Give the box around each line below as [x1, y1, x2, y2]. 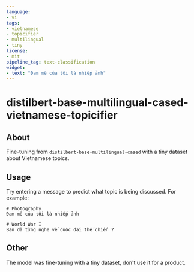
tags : [6, 20, 20, 26]
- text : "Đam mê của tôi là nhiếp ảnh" [6, 70, 106, 76]
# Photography [6, 206, 42, 212]
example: [6, 194, 29, 201]
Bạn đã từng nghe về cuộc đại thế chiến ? [6, 227, 114, 233]
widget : [6, 64, 26, 71]
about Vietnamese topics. [6, 155, 70, 162]
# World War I [6, 222, 42, 228]
